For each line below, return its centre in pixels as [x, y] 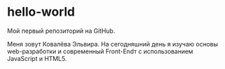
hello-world [41, 12]
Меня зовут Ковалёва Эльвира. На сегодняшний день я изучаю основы [112, 44]
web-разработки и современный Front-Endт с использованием [100, 51]
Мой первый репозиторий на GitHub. [61, 31]
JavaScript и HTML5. [37, 58]
